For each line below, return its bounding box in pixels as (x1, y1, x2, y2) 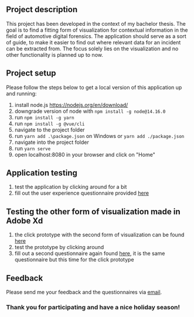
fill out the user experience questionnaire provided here (14, 189, 149, 197)
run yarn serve (14, 144, 51, 151)
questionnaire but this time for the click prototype (14, 256, 134, 263)
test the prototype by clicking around (14, 244, 104, 251)
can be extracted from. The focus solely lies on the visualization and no (6, 45, 179, 52)
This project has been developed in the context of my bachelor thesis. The (6, 20, 186, 27)
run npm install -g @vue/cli (14, 120, 85, 127)
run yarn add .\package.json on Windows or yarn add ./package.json (14, 132, 185, 139)
